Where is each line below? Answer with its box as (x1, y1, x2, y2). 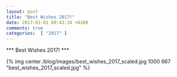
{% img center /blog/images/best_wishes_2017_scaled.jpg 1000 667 (6, 58, 171, 65)
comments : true (6, 25, 44, 31)
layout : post (6, 8, 38, 15)
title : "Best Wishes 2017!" (6, 14, 76, 20)
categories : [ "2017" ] (6, 31, 67, 36)
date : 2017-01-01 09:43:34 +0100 (6, 19, 88, 25)
